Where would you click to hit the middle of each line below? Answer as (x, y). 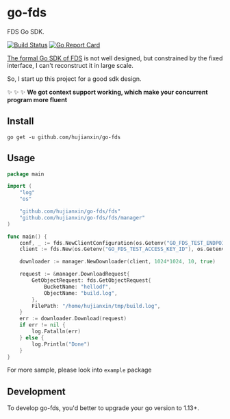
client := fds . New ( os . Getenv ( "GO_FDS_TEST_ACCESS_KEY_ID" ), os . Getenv (122, 249)
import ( (20, 187)
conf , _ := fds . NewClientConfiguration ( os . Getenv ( (93, 243)
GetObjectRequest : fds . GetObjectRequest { (92, 280)
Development (37, 391)
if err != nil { (43, 325)
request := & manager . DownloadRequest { (75, 274)
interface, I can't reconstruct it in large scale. (70, 65)
